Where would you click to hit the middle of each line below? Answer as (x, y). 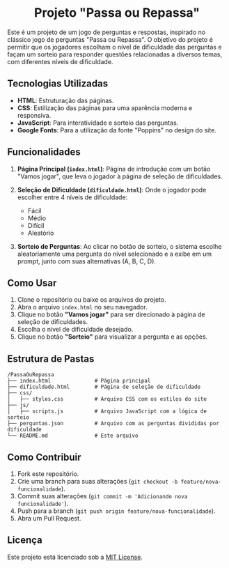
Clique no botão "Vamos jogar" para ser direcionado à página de (111, 314)
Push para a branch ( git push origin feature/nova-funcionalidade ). (116, 511)
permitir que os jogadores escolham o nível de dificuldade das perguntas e (114, 47)
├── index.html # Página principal (79, 381)
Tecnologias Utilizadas (58, 84)
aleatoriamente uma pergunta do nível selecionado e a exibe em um (114, 254)
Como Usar (32, 283)
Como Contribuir (44, 457)
